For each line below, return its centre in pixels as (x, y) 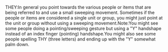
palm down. (17, 44)
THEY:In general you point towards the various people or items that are (78, 7)
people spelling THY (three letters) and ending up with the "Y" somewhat (80, 39)
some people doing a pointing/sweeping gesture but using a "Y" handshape (83, 28)
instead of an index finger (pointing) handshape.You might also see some (80, 34)
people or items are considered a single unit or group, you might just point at (84, 18)
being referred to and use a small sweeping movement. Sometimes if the (80, 12)
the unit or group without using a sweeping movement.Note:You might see (82, 23)
